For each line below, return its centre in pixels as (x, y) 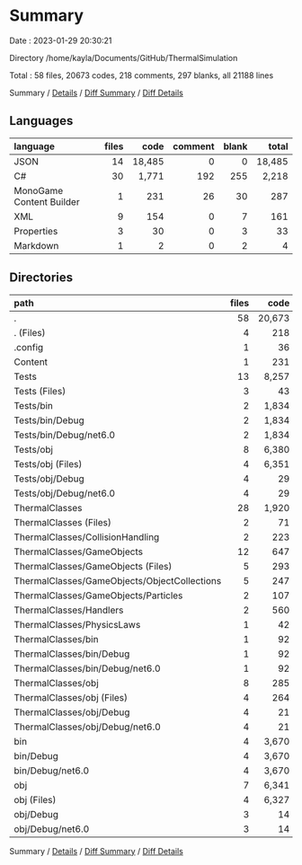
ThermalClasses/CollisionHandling (87, 537)
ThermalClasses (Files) (63, 522)
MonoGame (39, 190)
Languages (41, 121)
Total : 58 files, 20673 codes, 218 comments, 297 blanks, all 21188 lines (142, 75)
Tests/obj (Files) (48, 463)
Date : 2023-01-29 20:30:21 (61, 40)
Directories (41, 278)
